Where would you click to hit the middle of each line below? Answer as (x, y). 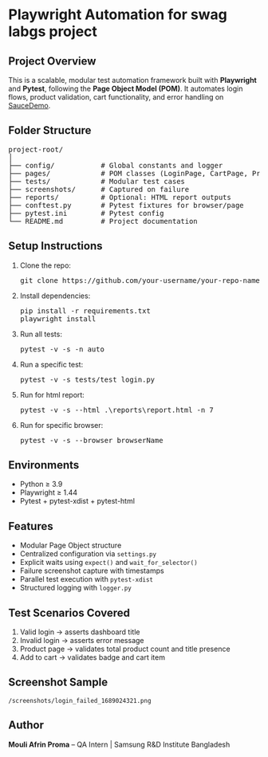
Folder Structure (50, 130)
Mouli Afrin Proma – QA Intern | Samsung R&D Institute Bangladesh (119, 744)
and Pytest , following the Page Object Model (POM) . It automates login (126, 88)
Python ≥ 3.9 (41, 484)
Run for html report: (52, 394)
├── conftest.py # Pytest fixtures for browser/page (126, 205)
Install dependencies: (55, 296)
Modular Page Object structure (71, 545)
